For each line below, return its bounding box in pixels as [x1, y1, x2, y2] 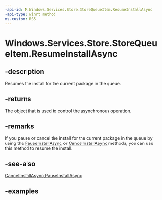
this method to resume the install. [5, 145, 73, 151]
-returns [5, 94, 31, 103]
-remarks [5, 122, 34, 130]
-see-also [5, 160, 36, 168]
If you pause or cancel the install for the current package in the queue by [5, 135, 153, 141]
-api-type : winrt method [5, 12, 56, 17]
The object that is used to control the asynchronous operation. [5, 108, 132, 114]
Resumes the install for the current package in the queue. [5, 81, 121, 86]
